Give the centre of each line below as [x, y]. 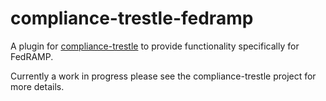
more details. [37, 86]
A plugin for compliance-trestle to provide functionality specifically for [155, 46]
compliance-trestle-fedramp [132, 18]
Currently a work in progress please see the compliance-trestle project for [163, 76]
